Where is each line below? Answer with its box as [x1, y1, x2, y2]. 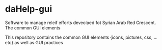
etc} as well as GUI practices [5, 39, 63, 45]
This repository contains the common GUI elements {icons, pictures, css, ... [5, 34, 158, 40]
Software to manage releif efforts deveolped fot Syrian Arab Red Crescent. [5, 20, 156, 25]
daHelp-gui [5, 3, 53, 15]
